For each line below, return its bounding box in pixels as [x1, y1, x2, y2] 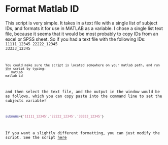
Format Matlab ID [5, 3, 79, 15]
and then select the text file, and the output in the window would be [5, 89, 160, 94]
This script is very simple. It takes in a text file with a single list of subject [5, 20, 158, 26]
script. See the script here [5, 135, 67, 140]
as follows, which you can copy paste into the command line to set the [5, 94, 162, 99]
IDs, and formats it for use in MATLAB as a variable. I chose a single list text [5, 25, 163, 31]
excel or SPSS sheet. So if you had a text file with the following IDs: [5, 36, 146, 42]
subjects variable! [5, 98, 47, 103]
